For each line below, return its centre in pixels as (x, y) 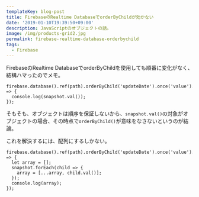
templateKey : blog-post (36, 12)
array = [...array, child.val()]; (59, 173)
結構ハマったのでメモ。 (35, 75)
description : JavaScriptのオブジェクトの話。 (59, 28)
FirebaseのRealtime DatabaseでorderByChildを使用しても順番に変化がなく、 (99, 67)
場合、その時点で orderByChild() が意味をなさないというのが (110, 121)
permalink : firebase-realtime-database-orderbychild (73, 39)
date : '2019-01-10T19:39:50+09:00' (50, 22)
